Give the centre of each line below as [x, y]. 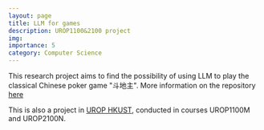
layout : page [30, 16]
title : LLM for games [45, 23]
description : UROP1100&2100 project [69, 30]
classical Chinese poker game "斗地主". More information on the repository [132, 85]
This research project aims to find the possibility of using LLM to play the [129, 76]
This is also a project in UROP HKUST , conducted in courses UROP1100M [129, 110]
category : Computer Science [55, 53]
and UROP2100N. [37, 118]
